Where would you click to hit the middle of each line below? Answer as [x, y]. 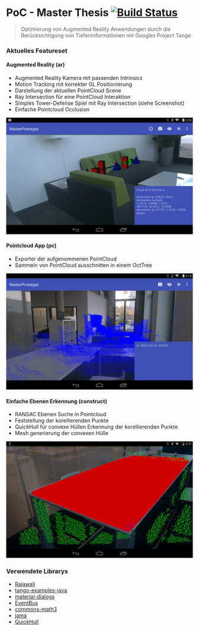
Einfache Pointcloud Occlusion [52, 110]
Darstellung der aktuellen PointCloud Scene [68, 91]
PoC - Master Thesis [57, 13]
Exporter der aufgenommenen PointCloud [66, 259]
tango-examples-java [41, 590]
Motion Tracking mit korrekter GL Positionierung [73, 84]
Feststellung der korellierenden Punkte [62, 421]
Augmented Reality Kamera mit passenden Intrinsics [79, 78]
